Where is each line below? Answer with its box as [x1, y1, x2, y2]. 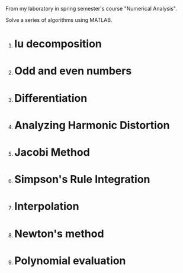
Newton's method [14, 227, 104, 240]
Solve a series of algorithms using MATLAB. [5, 17, 113, 23]
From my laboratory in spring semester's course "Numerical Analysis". [5, 5, 177, 12]
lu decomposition [14, 37, 102, 51]
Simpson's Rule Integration [14, 173, 150, 186]
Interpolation [14, 200, 79, 213]
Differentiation [14, 91, 88, 105]
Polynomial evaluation [14, 254, 126, 267]
